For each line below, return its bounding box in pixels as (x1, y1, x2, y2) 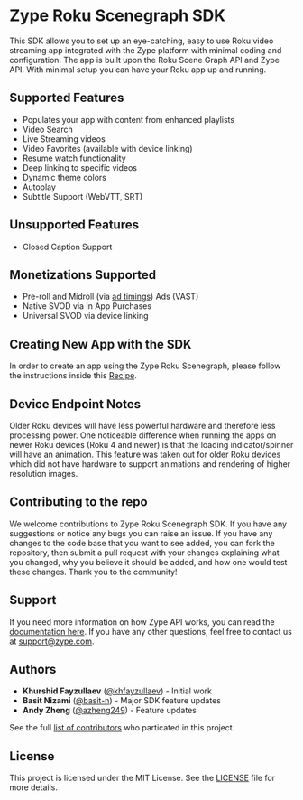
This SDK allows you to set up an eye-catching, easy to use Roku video (9, 35, 274, 46)
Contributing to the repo (9, 494, 148, 510)
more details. (9, 782, 59, 793)
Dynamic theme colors (22, 172, 106, 182)
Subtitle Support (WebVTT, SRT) (22, 191, 143, 201)
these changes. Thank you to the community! (9, 566, 178, 577)
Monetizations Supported (9, 267, 157, 283)
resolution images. (9, 469, 78, 479)
